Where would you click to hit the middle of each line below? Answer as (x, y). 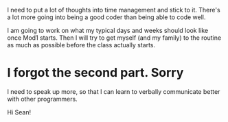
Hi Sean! (19, 112)
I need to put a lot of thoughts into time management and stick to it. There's (114, 10)
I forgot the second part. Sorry (95, 73)
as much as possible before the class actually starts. (81, 45)
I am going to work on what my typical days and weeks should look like (107, 30)
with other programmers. (42, 99)
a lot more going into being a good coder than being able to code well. (106, 17)
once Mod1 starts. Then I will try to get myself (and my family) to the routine (114, 38)
